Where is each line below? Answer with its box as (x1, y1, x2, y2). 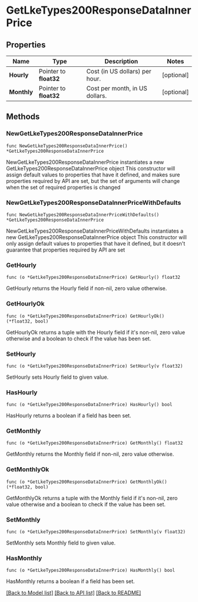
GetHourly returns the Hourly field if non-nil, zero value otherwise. (6, 285, 167, 292)
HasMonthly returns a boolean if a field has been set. (6, 578, 135, 585)
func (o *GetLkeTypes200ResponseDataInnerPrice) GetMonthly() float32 (6, 440, 183, 446)
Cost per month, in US (86, 84, 147, 92)
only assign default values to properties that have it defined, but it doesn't (6, 240, 186, 247)
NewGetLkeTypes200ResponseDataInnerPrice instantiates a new (6, 158, 164, 166)
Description (104, 57, 138, 65)
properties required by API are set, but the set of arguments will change (6, 177, 180, 184)
